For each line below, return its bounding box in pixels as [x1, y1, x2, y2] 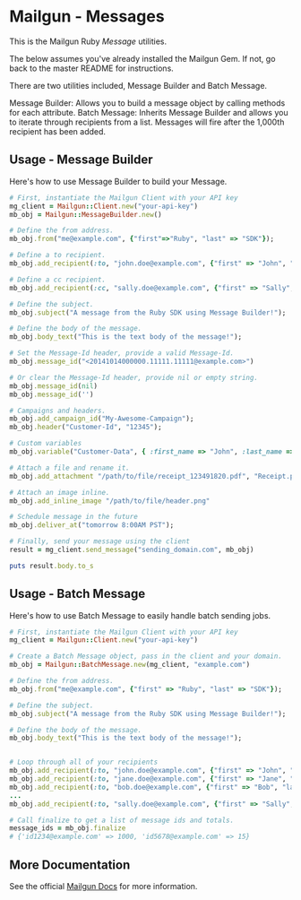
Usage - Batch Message [9, 586, 146, 601]
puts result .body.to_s [9, 561, 94, 570]
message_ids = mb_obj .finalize [9, 824, 126, 833]
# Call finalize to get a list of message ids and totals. [9, 816, 235, 825]
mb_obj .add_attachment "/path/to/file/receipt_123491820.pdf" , [9, 472, 251, 480]
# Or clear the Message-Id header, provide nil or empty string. [9, 373, 258, 382]
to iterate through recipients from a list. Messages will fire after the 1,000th [9, 117, 285, 127]
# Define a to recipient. [9, 251, 106, 260]
